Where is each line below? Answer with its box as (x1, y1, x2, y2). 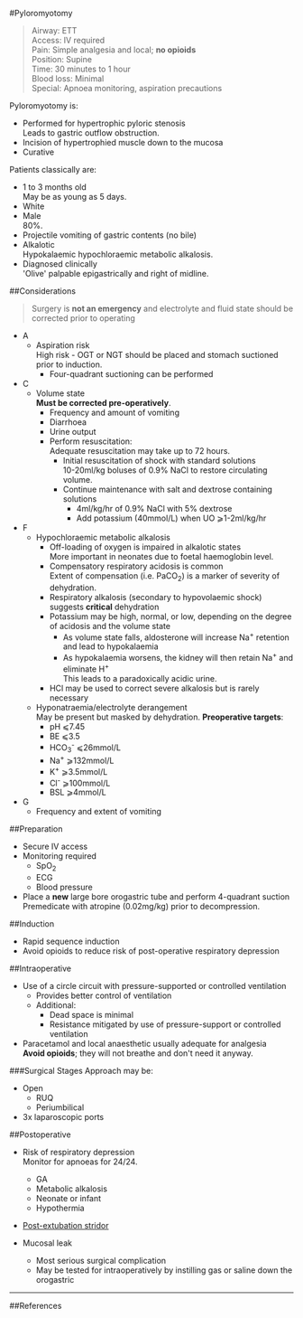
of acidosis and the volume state (49, 620, 171, 631)
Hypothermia (35, 1202, 85, 1213)
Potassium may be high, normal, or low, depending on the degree (49, 610, 292, 622)
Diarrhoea (49, 417, 87, 428)
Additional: (35, 999, 77, 1011)
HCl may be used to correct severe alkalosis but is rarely (49, 683, 260, 693)
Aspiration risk (35, 340, 90, 351)
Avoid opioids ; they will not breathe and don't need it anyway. (22, 1048, 254, 1059)
